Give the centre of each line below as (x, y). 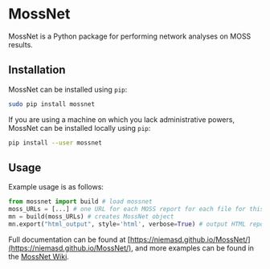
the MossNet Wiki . (39, 256)
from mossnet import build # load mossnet (80, 202)
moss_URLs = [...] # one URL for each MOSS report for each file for (127, 210)
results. (21, 44)
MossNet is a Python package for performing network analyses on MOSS (130, 36)
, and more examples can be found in (193, 248)
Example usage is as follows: (56, 187)
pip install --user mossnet (55, 143)
